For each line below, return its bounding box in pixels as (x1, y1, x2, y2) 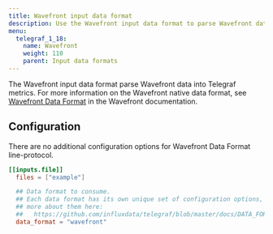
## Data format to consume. (15, 188, 111, 196)
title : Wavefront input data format (8, 11, 132, 20)
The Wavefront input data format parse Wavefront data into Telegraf (8, 79, 236, 89)
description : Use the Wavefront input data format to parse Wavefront (8, 19, 253, 28)
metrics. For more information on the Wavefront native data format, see (8, 87, 247, 97)
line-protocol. (8, 150, 54, 160)
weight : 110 (23, 49, 63, 57)
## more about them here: (15, 203, 104, 211)
